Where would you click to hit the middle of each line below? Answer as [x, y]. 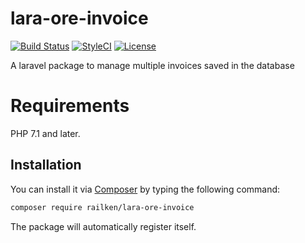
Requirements [70, 106]
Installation [46, 165]
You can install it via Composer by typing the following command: [145, 189]
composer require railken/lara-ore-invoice [102, 207]
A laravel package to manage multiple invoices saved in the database [152, 65]
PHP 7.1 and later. [45, 133]
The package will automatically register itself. [103, 226]
